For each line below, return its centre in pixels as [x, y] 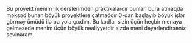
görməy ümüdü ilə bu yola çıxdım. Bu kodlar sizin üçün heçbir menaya [94, 21]
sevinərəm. [20, 35]
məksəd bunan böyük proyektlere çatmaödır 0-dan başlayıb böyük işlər [96, 15]
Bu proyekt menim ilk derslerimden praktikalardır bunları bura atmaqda [95, 9]
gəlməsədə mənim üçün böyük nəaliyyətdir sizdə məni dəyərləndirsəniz [96, 28]
